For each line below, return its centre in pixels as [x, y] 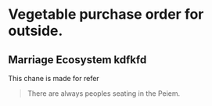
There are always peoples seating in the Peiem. [104, 94]
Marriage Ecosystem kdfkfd [77, 60]
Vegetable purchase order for [106, 14]
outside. [36, 31]
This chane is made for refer [54, 78]
